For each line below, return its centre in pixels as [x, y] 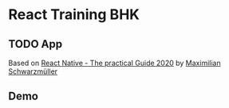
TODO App [36, 44]
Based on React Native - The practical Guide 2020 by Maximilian [114, 63]
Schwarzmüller [33, 71]
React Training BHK [74, 15]
